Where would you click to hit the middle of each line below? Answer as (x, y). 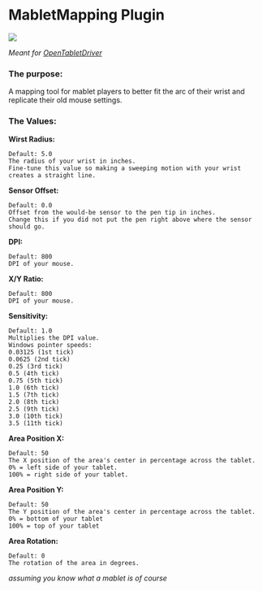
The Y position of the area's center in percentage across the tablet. (132, 511)
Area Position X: (37, 438)
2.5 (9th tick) (34, 409)
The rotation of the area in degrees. (74, 563)
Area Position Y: (36, 489)
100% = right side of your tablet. (69, 474)
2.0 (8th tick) (34, 402)
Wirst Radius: (32, 139)
